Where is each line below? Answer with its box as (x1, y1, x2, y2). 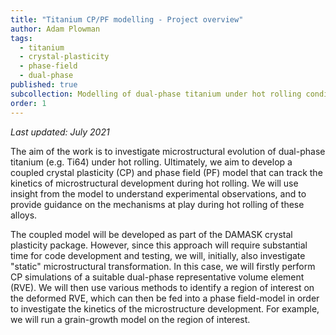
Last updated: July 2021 (10, 126, 110, 138)
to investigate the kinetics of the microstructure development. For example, (10, 302, 320, 315)
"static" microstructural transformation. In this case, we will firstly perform (10, 260, 316, 272)
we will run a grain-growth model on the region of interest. (10, 313, 251, 325)
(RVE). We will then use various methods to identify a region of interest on (10, 281, 315, 293)
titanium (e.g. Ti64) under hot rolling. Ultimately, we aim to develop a (10, 156, 293, 168)
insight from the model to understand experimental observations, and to (10, 187, 307, 200)
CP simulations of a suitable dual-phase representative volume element (10, 271, 305, 283)
